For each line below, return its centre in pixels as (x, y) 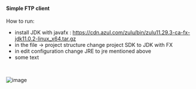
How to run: (20, 21)
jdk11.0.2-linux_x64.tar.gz (45, 39)
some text (27, 57)
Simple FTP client (28, 8)
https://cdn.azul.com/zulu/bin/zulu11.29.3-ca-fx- (131, 33)
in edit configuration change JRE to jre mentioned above (83, 51)
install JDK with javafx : (43, 33)
